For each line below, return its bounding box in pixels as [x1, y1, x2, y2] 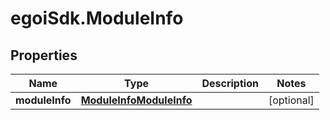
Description [201, 77, 259, 90]
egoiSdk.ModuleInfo [10, 7, 184, 30]
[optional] [268, 93, 315, 107]
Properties [10, 47, 78, 64]
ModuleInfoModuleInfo [80, 93, 193, 107]
